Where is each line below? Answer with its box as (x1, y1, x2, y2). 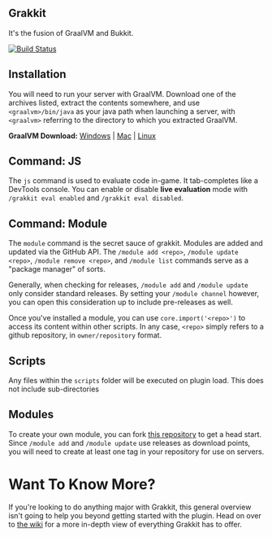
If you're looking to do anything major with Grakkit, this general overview (8, 502, 252, 512)
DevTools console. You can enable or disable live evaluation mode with (8, 185, 248, 194)
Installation (8, 68, 67, 81)
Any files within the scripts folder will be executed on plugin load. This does (8, 376, 264, 386)
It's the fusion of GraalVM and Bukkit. (8, 28, 134, 37)
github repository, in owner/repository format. (8, 330, 162, 340)
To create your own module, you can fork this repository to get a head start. (8, 429, 262, 439)
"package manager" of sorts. (8, 264, 106, 274)
